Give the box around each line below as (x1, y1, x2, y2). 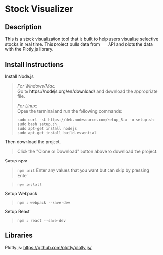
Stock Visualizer (5, 3, 74, 15)
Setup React (5, 209, 30, 214)
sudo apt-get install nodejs (17, 126, 77, 131)
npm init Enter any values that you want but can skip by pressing (17, 167, 150, 173)
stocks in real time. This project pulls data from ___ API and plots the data (5, 41, 153, 47)
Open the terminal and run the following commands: (17, 108, 123, 114)
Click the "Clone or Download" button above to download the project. (17, 148, 158, 154)
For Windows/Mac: (17, 83, 56, 89)
